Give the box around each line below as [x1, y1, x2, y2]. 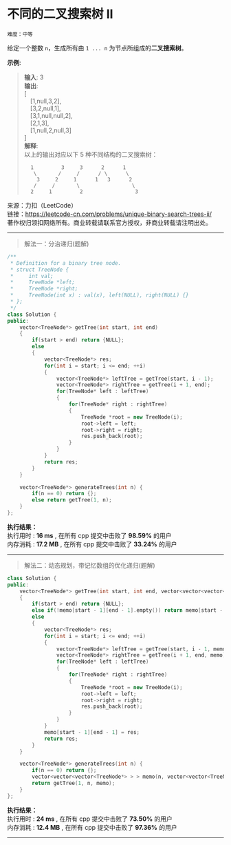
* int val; [10, 272, 54, 279]
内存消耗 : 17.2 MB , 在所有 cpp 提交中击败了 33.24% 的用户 [7, 539, 177, 548]
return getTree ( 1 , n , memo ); [32, 780, 115, 787]
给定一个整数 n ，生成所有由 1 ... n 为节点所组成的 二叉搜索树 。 [7, 43, 188, 52]
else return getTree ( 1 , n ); [32, 497, 112, 504]
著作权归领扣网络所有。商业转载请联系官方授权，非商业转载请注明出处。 [7, 218, 212, 226]
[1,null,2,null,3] [30, 126, 72, 135]
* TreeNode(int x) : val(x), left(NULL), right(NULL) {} [10, 292, 189, 299]
